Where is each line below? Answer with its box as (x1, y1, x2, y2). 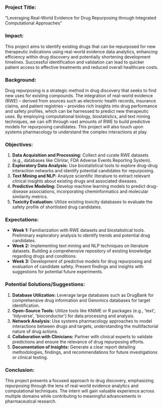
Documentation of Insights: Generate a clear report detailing (12, 344, 136, 350)
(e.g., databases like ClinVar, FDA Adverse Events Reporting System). (12, 158, 151, 164)
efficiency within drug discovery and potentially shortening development (5, 54, 151, 60)
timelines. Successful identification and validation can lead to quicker (5, 59, 144, 65)
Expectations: (5, 216, 39, 223)
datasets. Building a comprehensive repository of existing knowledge (12, 248, 151, 254)
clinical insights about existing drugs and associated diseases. (12, 178, 138, 184)
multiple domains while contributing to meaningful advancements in (5, 393, 142, 399)
